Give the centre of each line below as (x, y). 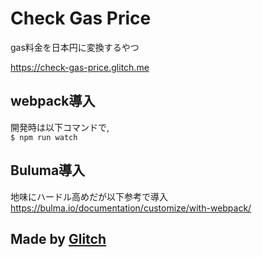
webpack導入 (53, 101)
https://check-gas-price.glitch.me (80, 67)
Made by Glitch (58, 238)
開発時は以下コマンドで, (60, 127)
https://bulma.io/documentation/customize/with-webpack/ (131, 208)
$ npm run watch (44, 137)
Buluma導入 (48, 170)
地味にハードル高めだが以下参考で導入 (89, 196)
